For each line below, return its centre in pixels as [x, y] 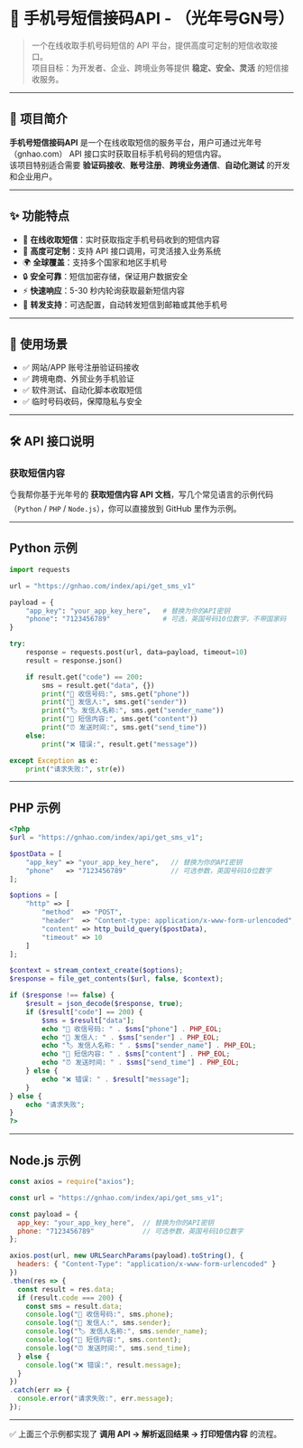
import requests [40, 569]
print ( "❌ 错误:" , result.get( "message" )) [120, 744]
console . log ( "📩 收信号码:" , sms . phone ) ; [100, 1315]
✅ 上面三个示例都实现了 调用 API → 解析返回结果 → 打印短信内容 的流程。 [146, 1434]
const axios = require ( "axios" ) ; [72, 1181]
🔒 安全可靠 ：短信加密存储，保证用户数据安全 [105, 276]
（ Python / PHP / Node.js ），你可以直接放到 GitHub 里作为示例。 [125, 509]
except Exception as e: [54, 760]
